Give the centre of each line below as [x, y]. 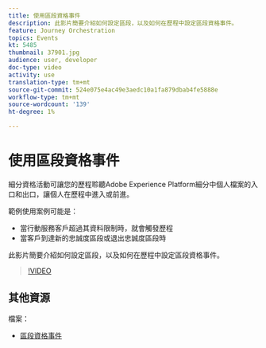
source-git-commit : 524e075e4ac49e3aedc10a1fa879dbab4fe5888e [113, 90]
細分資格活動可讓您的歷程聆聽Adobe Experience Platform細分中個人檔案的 [130, 184]
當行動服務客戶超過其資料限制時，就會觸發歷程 [96, 228]
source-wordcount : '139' [49, 104]
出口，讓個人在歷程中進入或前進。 [77, 194]
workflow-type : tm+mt [44, 97]
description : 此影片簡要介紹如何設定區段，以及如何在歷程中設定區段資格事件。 [123, 23]
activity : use [32, 75]
